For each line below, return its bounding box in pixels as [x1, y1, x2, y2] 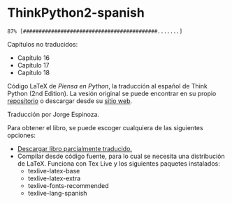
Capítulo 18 [17, 68, 50, 77]
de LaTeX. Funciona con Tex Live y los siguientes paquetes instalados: [17, 159, 220, 168]
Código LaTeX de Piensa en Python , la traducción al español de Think [7, 81, 208, 90]
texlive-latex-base [27, 166, 80, 175]
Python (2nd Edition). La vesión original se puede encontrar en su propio [7, 89, 217, 97]
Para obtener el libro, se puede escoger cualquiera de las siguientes [7, 123, 204, 132]
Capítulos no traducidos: [7, 40, 78, 48]
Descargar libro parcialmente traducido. [17, 144, 133, 152]
